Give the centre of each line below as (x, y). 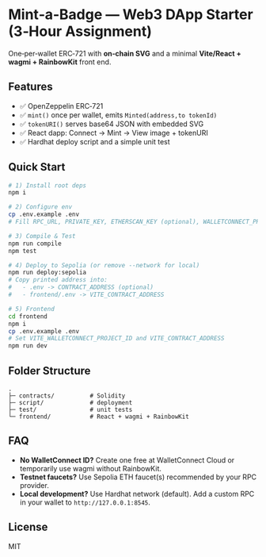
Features (30, 87)
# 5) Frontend (32, 309)
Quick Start (37, 167)
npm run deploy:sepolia (47, 273)
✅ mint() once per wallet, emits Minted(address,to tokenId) (118, 115)
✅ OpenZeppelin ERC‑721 (61, 106)
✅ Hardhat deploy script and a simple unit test (95, 141)
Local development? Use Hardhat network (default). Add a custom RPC (137, 494)
